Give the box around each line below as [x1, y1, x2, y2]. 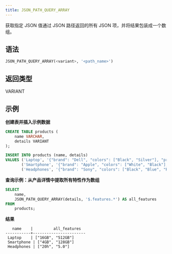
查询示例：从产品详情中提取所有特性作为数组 [5, 177, 100, 183]
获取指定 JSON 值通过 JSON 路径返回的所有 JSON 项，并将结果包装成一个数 [5, 22, 166, 28]
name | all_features [12, 226, 81, 231]
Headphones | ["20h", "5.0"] [7, 244, 70, 249]
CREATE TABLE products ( [5, 129, 58, 134]
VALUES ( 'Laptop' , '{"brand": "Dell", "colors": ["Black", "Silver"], [5, 157, 159, 163]
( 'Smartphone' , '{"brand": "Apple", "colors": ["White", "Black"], [21, 162, 168, 167]
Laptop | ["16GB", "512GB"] [7, 235, 74, 241]
